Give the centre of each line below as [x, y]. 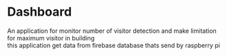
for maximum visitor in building [51, 38]
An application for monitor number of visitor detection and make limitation [112, 31]
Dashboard [40, 12]
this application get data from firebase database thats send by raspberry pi [114, 45]
